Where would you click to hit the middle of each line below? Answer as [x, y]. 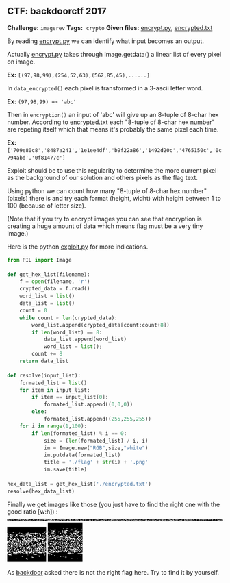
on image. [21, 62]
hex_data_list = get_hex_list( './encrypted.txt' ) [79, 484]
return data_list [44, 361]
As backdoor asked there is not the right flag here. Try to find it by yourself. [113, 572]
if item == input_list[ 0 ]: [70, 397]
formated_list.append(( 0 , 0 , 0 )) [88, 405]
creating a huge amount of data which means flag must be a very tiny [105, 226]
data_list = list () [47, 303]
